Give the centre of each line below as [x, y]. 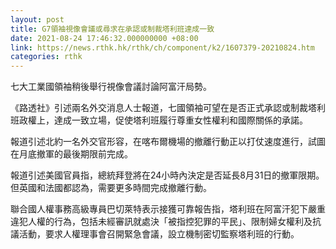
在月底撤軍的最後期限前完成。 [71, 154]
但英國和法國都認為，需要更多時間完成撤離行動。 [111, 188]
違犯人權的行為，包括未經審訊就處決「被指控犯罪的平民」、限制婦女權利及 [161, 222]
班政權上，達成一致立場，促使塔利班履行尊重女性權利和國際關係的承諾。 [159, 120]
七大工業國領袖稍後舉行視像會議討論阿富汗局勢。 [111, 87]
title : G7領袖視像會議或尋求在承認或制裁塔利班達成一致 [112, 29]
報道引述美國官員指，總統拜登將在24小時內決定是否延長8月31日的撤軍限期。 [167, 175]
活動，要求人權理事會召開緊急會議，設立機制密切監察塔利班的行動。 [159, 234]
